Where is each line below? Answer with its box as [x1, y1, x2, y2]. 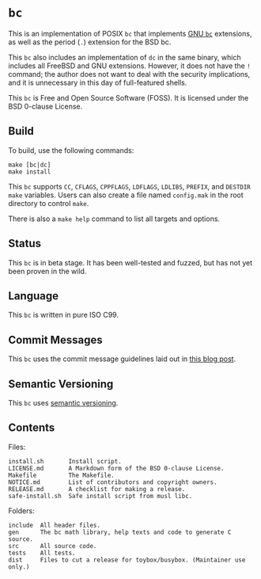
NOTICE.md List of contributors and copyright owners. [8, 478, 217, 486]
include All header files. [8, 521, 101, 529]
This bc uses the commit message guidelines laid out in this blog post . [8, 354, 236, 364]
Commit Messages [8, 333, 103, 346]
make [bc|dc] [8, 161, 51, 169]
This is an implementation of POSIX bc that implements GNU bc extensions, [8, 29, 252, 38]
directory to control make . [8, 198, 89, 208]
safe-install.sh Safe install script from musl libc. [8, 492, 193, 500]
